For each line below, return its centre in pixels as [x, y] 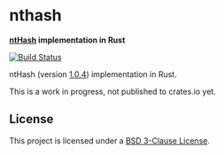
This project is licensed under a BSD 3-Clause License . [110, 140]
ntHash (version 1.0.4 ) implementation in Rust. [93, 74]
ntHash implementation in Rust [67, 40]
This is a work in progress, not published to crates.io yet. [113, 91]
